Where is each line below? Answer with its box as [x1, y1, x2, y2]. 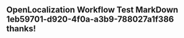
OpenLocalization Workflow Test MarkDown [6, 5, 178, 15]
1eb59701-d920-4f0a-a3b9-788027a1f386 [6, 14, 174, 25]
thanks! [6, 24, 37, 34]
